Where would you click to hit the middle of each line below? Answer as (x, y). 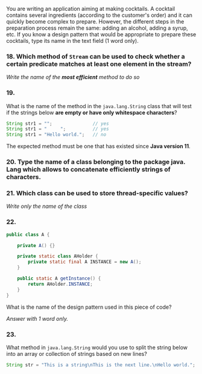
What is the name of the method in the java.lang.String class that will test (99, 106)
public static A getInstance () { (59, 279)
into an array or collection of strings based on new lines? (77, 353)
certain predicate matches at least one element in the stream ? (99, 64)
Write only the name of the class (47, 206)
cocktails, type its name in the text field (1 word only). (72, 41)
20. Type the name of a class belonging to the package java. (96, 162)
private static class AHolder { (58, 256)
